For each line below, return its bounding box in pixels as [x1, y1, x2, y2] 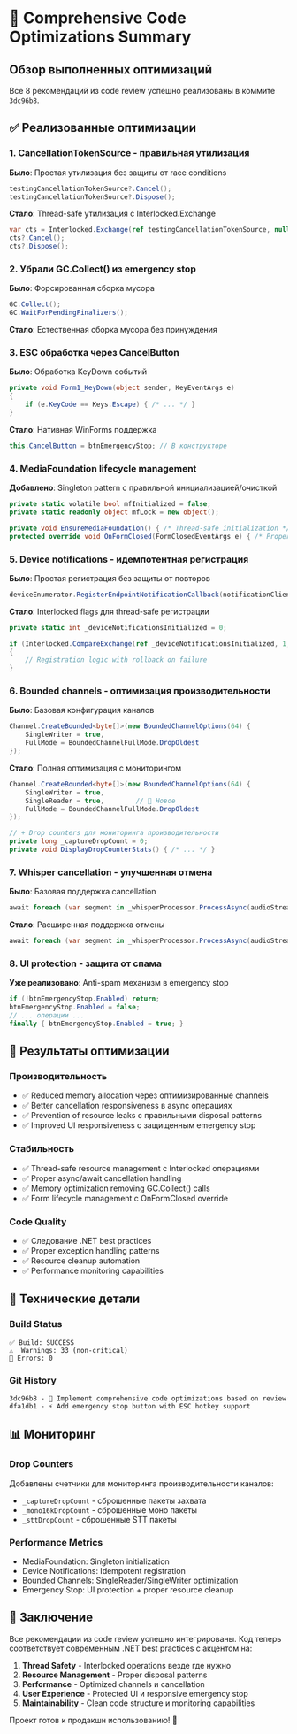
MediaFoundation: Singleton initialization [21, 1556, 170, 1567]
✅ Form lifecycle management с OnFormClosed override [21, 1193, 228, 1203]
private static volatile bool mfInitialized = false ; [9, 500, 212, 509]
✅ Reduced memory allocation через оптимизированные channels [21, 1090, 270, 1101]
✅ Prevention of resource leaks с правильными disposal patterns [21, 1110, 263, 1121]
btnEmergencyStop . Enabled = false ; [9, 1003, 141, 1012]
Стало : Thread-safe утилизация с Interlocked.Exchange [9, 208, 217, 219]
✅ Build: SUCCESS [9, 1338, 75, 1347]
